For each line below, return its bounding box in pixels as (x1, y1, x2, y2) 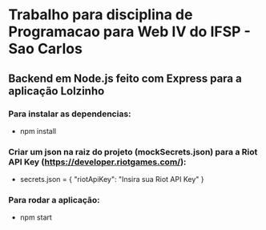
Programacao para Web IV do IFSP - (8, 22, 251, 41)
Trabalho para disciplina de (8, 6, 193, 24)
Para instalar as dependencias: (8, 108, 131, 119)
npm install (19, 126, 57, 135)
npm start (19, 212, 52, 222)
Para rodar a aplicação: (8, 195, 100, 206)
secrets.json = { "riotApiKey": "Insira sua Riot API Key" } (19, 175, 204, 184)
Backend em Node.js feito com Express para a (8, 71, 242, 85)
